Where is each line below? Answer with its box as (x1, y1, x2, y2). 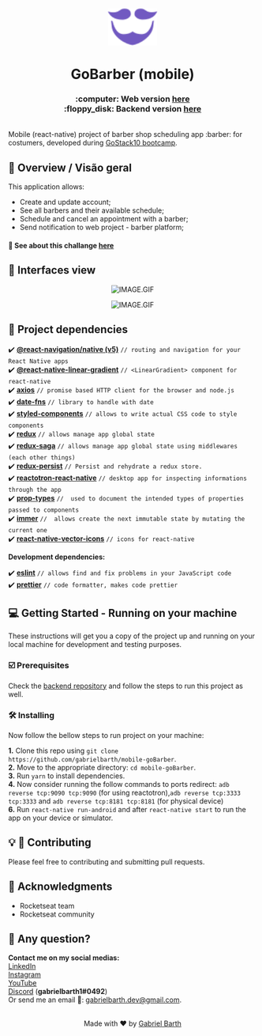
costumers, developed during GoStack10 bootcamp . (8, 138, 178, 148)
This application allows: (8, 182, 85, 191)
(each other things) (8, 453, 77, 462)
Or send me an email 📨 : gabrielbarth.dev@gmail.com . (8, 995, 182, 1004)
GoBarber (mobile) (70, 66, 195, 83)
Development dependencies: (8, 552, 105, 561)
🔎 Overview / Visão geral (8, 161, 133, 174)
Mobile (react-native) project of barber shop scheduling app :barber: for (8, 130, 243, 139)
